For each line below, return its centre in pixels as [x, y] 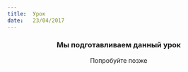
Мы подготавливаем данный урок [119, 45]
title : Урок [27, 14]
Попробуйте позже [119, 60]
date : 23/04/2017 [36, 20]
